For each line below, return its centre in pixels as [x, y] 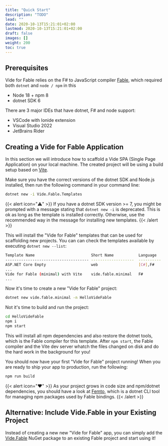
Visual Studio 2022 [32, 126]
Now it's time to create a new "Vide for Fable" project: [61, 288]
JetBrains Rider [29, 131]
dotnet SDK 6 [26, 101]
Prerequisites [27, 68]
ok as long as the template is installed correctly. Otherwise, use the [75, 215]
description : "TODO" [27, 15]
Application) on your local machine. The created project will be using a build [84, 164]
